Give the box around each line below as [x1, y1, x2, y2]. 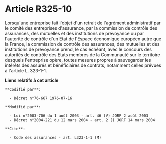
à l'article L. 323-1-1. [5, 67, 47, 73]
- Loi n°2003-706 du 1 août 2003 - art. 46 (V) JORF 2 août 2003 [9, 113, 149, 118]
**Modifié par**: [5, 104, 41, 109]
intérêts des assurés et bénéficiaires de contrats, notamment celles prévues [5, 62, 161, 68]
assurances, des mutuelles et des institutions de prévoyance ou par [5, 30, 144, 36]
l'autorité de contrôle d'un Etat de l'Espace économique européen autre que [5, 36, 161, 42]
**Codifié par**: [5, 87, 41, 92]
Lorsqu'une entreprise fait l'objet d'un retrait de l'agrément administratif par [5, 20, 161, 26]
